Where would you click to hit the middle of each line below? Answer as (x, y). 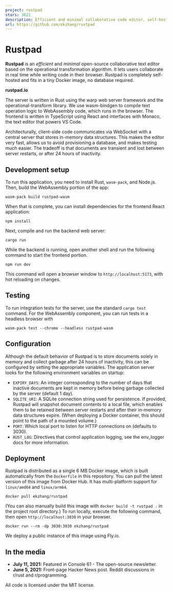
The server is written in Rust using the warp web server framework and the (84, 100)
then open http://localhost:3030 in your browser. (58, 517)
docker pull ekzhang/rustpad (36, 497)
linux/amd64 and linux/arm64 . (37, 487)
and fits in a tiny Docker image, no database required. (78, 80)
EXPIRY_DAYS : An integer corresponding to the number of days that (82, 382)
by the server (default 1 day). (43, 393)
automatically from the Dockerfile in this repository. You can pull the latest (84, 476)
